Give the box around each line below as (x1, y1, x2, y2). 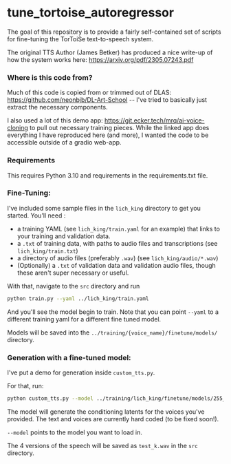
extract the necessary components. (7, 103, 108, 112)
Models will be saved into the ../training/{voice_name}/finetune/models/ (7, 328, 218, 337)
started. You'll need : (7, 211, 66, 220)
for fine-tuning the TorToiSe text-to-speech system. (7, 34, 153, 43)
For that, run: (7, 382, 44, 390)
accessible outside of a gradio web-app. (7, 138, 122, 147)
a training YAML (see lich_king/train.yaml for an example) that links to (16, 224, 220, 233)
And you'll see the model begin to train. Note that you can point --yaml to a (7, 308, 219, 316)
